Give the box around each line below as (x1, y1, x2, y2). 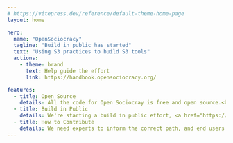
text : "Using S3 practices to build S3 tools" (13, 48, 150, 55)
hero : (7, 29, 23, 36)
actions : (13, 55, 39, 62)
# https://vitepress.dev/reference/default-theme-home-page (7, 10, 185, 17)
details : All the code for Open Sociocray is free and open (19, 99, 197, 106)
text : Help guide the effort (25, 67, 110, 75)
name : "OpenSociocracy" (13, 35, 82, 42)
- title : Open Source (13, 93, 76, 100)
